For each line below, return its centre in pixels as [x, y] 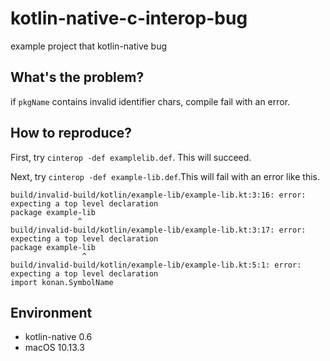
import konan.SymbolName [62, 282]
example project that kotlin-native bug [89, 46]
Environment [51, 312]
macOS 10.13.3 [54, 348]
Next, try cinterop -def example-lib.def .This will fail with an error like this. [165, 176]
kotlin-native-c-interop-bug [129, 18]
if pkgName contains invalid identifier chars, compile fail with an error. [150, 101]
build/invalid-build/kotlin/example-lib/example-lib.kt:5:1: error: [156, 265]
